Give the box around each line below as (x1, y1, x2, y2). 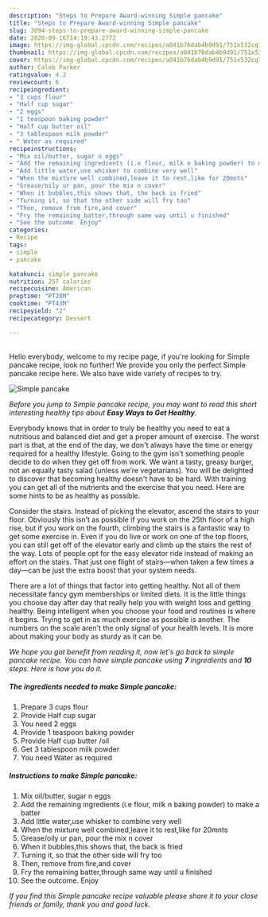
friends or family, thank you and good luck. (9, 900, 150, 909)
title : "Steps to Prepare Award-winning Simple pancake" (9, 19, 202, 27)
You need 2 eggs (20, 719, 77, 729)
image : (9, 41, 31, 49)
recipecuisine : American (9, 285, 91, 293)
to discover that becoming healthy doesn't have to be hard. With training (9, 474, 247, 484)
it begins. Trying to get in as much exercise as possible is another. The (9, 614, 240, 624)
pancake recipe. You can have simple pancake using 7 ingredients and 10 (9, 655, 252, 665)
